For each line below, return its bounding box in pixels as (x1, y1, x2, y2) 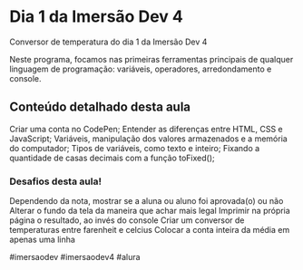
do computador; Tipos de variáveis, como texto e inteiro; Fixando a (9, 142, 260, 153)
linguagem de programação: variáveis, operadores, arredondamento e (9, 63, 272, 74)
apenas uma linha (9, 234, 75, 246)
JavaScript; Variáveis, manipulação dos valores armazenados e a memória (9, 133, 288, 144)
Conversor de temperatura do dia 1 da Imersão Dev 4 (9, 36, 208, 47)
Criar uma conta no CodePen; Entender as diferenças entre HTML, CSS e (9, 123, 283, 134)
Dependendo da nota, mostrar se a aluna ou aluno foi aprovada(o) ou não (9, 196, 284, 207)
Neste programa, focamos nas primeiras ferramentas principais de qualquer (9, 53, 294, 64)
